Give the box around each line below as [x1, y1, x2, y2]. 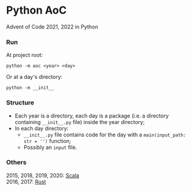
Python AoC [6, 4, 67, 17]
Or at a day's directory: [6, 74, 63, 81]
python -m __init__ [6, 85, 55, 91]
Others [6, 158, 27, 167]
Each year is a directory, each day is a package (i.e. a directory [14, 112, 169, 119]
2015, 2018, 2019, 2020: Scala [6, 171, 79, 179]
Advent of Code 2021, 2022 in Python [6, 23, 98, 30]
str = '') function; [23, 137, 71, 144]
